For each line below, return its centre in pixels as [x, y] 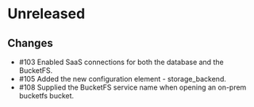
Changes [30, 43]
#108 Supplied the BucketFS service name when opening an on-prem [133, 87]
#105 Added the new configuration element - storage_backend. [123, 79]
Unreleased [46, 14]
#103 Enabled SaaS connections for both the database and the [121, 62]
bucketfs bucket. [46, 96]
